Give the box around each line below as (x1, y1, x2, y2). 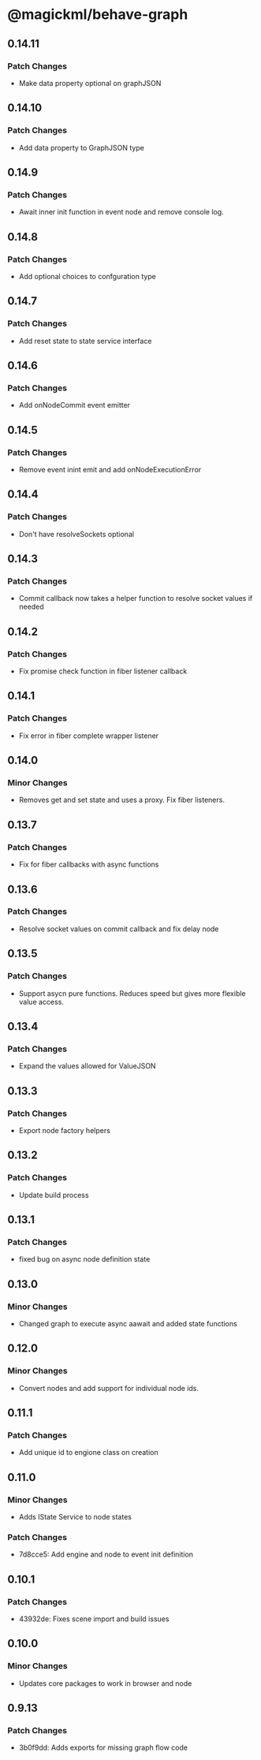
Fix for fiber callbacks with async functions (18, 859, 159, 869)
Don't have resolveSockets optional (18, 529, 135, 539)
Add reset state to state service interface (18, 336, 152, 345)
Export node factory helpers (18, 1125, 111, 1135)
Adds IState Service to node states (18, 1512, 132, 1521)
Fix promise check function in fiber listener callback (18, 666, 188, 676)
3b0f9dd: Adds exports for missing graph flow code (18, 1743, 188, 1752)
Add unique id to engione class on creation (18, 1448, 158, 1457)
